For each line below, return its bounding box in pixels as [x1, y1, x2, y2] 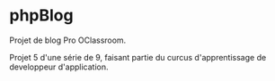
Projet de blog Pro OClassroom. [9, 35, 127, 45]
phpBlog [9, 5, 74, 26]
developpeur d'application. [9, 61, 110, 72]
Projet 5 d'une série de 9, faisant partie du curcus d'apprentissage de [9, 52, 267, 62]
